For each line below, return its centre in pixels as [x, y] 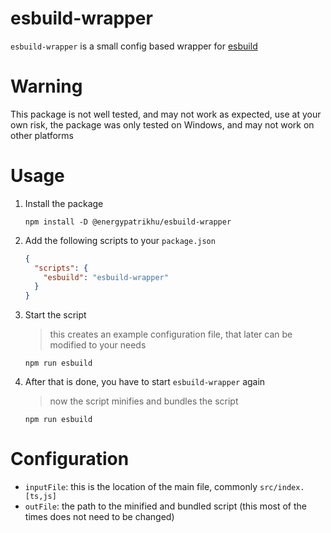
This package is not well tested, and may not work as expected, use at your [166, 114]
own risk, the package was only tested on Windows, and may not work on [162, 124]
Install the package [64, 203]
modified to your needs [98, 345]
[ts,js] [40, 497]
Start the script [55, 315]
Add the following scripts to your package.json [120, 240]
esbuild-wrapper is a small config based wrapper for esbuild [134, 46]
